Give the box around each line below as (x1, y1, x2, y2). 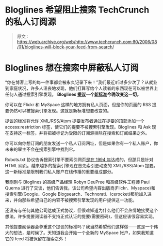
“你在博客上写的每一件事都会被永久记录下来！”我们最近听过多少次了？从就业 (5, 79, 158, 85)
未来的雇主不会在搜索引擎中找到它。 (5, 146, 78, 152)
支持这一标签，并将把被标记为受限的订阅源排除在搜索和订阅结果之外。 (9, 130, 149, 136)
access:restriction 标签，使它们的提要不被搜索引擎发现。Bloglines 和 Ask (5, 124, 151, 130)
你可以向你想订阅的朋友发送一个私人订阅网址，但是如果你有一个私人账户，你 (5, 140, 158, 146)
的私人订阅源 (5, 16, 57, 28)
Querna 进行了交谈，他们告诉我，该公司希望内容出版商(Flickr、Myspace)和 (5, 185, 156, 191)
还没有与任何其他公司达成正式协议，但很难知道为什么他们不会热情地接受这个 (5, 207, 158, 213)
